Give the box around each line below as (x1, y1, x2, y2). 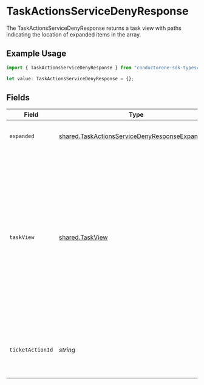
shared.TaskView (58, 233, 108, 241)
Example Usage (6, 49, 67, 59)
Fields (6, 92, 30, 103)
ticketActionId (9, 347, 53, 353)
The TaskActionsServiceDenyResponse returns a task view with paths (6, 24, 182, 32)
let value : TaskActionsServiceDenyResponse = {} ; (6, 75, 135, 82)
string (58, 345, 76, 354)
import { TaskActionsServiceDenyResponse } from (6, 64, 132, 71)
